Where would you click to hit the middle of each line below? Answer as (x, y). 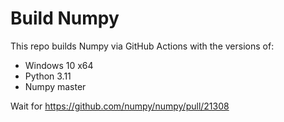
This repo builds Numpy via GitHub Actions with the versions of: (142, 46)
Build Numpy (65, 18)
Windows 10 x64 (59, 65)
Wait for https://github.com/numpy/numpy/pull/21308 (120, 106)
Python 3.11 (48, 76)
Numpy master (55, 86)
